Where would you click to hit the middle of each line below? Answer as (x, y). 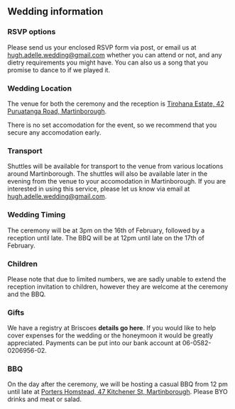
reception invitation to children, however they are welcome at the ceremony (118, 286)
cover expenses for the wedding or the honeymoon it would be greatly (110, 335)
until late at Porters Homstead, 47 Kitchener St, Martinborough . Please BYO (118, 392)
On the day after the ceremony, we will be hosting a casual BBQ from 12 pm (118, 384)
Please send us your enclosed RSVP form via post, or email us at (102, 47)
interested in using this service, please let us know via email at (99, 189)
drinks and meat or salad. (44, 399)
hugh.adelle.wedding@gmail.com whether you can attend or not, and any (115, 55)
